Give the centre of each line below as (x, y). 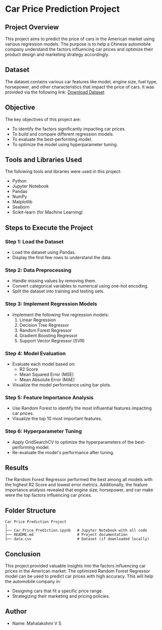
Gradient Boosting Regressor (49, 335)
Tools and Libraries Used (43, 160)
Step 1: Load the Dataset (34, 242)
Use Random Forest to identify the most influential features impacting (82, 408)
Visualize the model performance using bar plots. (61, 385)
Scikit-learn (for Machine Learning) (47, 212)
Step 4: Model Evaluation (35, 353)
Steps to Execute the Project (49, 228)
